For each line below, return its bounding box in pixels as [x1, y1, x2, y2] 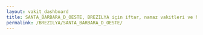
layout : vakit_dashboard [6, 8, 69, 15]
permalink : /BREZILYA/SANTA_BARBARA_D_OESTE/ [6, 20, 123, 26]
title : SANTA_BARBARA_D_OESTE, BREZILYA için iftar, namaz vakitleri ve [6, 14, 193, 20]
